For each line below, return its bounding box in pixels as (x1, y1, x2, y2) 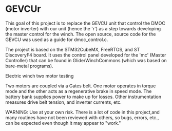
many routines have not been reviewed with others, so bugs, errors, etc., (5, 114, 159, 121)
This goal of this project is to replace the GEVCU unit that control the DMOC (5, 20, 166, 26)
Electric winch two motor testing (5, 72, 74, 79)
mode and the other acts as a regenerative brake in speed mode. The (5, 88, 152, 94)
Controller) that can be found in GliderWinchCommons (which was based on (5, 57, 167, 63)
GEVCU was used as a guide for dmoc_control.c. (5, 36, 108, 43)
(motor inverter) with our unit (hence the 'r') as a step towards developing (5, 25, 161, 31)
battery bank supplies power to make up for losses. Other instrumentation (5, 93, 162, 100)
